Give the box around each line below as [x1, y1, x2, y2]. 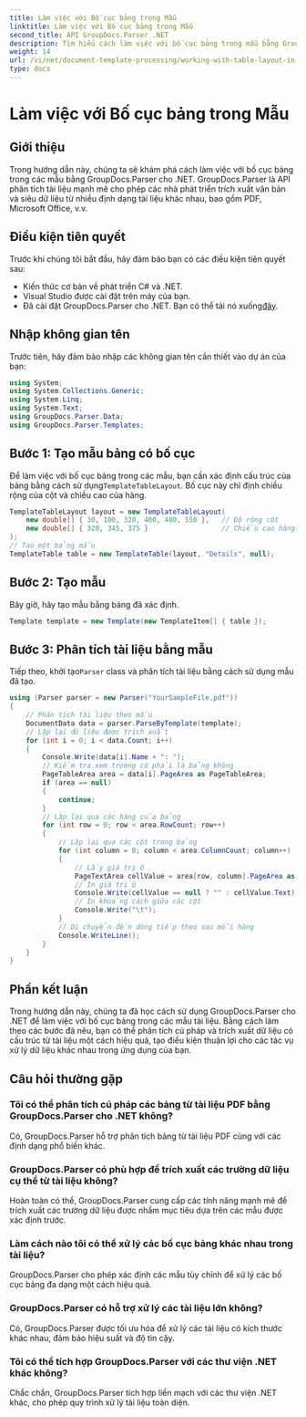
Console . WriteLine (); [57, 931, 141, 940]
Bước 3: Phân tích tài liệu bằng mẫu [9, 641, 213, 657]
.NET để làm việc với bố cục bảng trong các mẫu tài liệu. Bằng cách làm [9, 1016, 280, 1026]
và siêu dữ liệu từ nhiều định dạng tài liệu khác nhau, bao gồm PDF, [9, 193, 262, 203]
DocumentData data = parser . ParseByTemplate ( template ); [25, 718, 243, 728]
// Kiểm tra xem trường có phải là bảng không [42, 761, 234, 771]
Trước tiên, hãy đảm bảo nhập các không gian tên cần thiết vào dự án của [9, 350, 287, 361]
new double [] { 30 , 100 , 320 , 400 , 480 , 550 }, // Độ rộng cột [25, 516, 280, 525]
